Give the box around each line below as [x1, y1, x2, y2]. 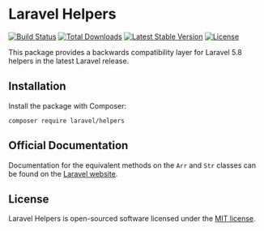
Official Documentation [8, 139, 129, 152]
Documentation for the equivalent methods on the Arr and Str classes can [8, 160, 257, 170]
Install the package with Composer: [8, 101, 127, 110]
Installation [8, 79, 66, 93]
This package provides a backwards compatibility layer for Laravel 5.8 [8, 47, 243, 57]
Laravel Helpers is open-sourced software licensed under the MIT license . [8, 214, 257, 224]
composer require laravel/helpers [8, 117, 126, 125]
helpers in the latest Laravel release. [8, 56, 130, 66]
